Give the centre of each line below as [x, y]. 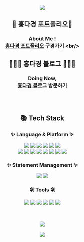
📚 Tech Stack [42, 118]
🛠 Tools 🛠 [42, 190]
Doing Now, [42, 78]
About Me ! [42, 39]
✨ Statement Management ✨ [42, 165]
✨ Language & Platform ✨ [42, 135]
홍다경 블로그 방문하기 [42, 85]
